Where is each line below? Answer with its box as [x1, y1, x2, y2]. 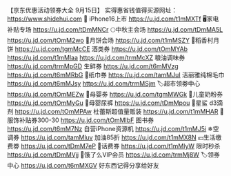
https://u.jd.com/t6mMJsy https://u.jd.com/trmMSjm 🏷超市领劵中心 [7, 79, 201, 88]
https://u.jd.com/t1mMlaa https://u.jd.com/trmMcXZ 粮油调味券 [7, 54, 185, 61]
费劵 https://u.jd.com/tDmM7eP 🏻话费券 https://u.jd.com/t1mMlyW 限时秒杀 [7, 142, 221, 150]
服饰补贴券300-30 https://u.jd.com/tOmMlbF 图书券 [7, 116, 154, 124]
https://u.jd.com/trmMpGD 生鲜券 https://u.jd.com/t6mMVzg [7, 62, 179, 70]
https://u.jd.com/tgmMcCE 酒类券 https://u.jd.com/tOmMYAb [14, 45, 188, 53]
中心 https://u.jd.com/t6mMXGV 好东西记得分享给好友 [7, 162, 160, 169]
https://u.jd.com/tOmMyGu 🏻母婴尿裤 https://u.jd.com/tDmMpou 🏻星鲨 [7, 99, 208, 107]
